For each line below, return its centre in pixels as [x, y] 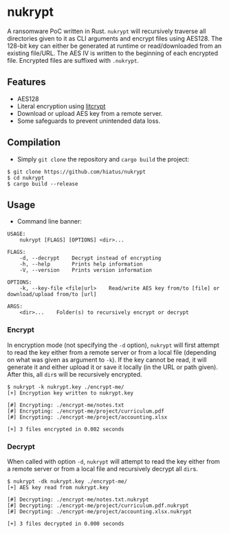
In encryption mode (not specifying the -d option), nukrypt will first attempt [113, 345]
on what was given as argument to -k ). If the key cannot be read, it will [107, 359]
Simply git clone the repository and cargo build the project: [103, 159]
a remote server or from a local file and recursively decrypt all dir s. [102, 468]
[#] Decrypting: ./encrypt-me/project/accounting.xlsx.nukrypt [100, 511]
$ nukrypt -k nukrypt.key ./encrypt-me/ [66, 387]
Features [26, 82]
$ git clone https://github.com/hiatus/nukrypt [77, 172]
